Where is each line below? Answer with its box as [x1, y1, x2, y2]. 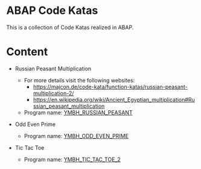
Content [6, 45, 48, 59]
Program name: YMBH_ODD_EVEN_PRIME [24, 132, 129, 139]
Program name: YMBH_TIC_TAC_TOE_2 [24, 156, 121, 163]
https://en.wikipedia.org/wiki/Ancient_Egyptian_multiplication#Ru [33, 96, 195, 103]
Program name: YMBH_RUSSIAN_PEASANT [24, 108, 133, 116]
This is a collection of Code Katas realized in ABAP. [6, 24, 134, 31]
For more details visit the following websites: [24, 76, 135, 84]
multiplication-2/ [33, 89, 74, 97]
